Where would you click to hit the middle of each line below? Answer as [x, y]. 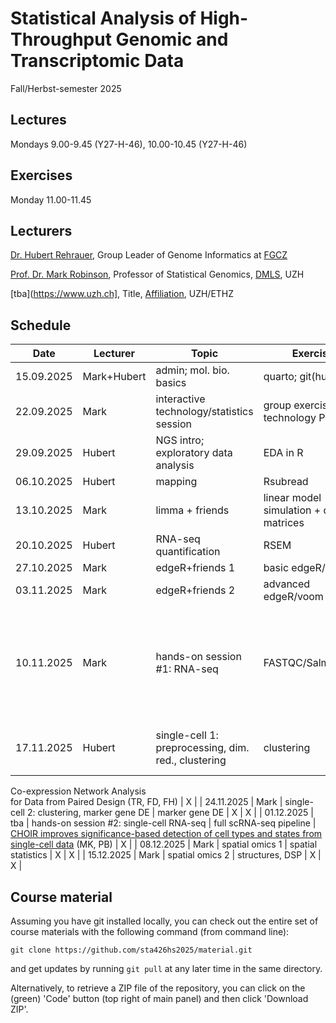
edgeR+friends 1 [195, 568]
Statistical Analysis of [103, 18]
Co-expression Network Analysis [78, 791]
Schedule [41, 325]
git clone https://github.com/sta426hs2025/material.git [131, 950]
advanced [287, 584]
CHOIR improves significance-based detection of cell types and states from [166, 834]
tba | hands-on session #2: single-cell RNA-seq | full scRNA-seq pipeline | [163, 823]
